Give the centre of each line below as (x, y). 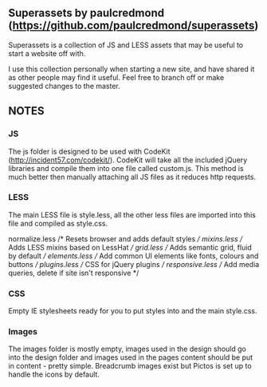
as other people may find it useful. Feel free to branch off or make (116, 77)
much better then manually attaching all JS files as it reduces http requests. (132, 177)
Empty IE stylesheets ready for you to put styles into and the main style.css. (133, 311)
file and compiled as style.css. (58, 223)
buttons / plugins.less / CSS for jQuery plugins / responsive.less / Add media (134, 264)
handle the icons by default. (54, 374)
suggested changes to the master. (65, 86)
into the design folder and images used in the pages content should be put (131, 357)
